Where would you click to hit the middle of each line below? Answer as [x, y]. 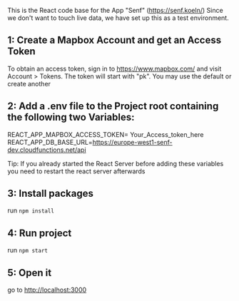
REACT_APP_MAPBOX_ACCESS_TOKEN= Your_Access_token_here [106, 134]
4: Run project [40, 233]
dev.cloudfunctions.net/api [47, 150]
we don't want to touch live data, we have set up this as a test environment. [118, 18]
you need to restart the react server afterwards [76, 171]
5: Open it [30, 273]
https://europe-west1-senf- [132, 142]
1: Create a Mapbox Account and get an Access [115, 40]
